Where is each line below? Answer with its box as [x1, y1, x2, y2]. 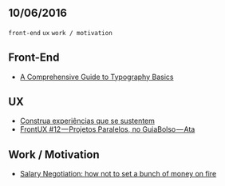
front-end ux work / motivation [8, 29, 113, 37]
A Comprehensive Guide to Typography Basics [19, 72, 174, 81]
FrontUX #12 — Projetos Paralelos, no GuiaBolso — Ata [19, 125, 195, 134]
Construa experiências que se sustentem [19, 116, 156, 126]
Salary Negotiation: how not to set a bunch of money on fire [19, 169, 217, 179]
